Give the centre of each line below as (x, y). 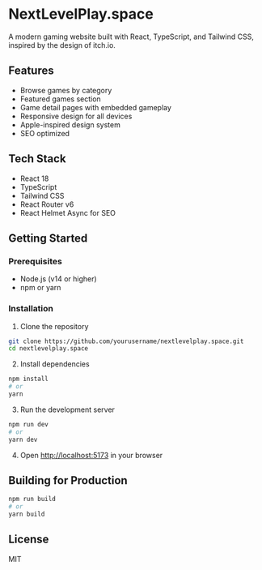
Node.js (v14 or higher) (58, 279)
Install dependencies (55, 364)
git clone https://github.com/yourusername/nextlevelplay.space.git (126, 341)
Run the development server (68, 409)
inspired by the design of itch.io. (62, 45)
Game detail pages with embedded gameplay (96, 107)
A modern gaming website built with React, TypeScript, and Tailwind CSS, (131, 36)
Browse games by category (66, 90)
